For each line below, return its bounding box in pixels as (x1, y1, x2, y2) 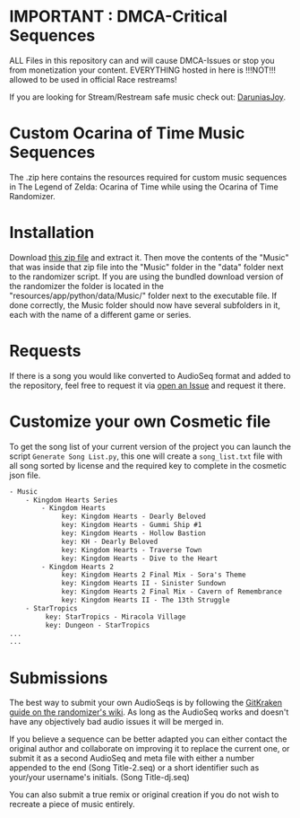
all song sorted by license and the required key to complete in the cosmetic (9, 460, 287, 471)
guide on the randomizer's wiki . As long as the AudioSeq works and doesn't (9, 707, 289, 717)
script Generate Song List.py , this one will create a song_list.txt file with (9, 451, 283, 462)
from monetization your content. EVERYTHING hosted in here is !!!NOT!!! (9, 65, 276, 75)
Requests (9, 341, 81, 361)
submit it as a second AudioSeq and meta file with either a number (9, 752, 255, 764)
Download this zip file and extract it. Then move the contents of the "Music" (9, 251, 289, 262)
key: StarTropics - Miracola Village (45, 612, 186, 621)
